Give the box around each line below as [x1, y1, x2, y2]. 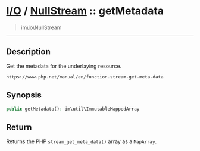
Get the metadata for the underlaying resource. [6, 62, 122, 70]
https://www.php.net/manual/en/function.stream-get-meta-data [6, 74, 164, 80]
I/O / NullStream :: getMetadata [6, 4, 164, 18]
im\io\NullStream [20, 24, 62, 31]
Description [6, 46, 51, 57]
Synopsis [6, 90, 42, 100]
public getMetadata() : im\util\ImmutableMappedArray [6, 106, 140, 112]
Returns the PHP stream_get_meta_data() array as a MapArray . [6, 138, 157, 145]
